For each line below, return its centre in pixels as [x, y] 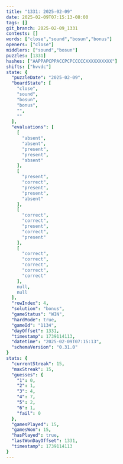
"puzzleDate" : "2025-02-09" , [47, 78]
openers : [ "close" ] [30, 45]
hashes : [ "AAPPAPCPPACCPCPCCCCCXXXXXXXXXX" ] [62, 61]
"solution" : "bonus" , [38, 309]
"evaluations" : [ [33, 127]
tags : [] [17, 22]
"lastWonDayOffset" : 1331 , [45, 441]
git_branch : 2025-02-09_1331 [42, 28]
